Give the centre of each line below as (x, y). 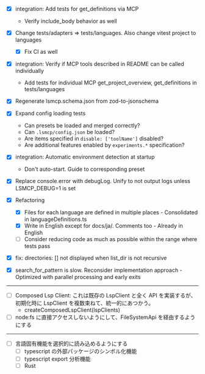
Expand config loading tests (50, 113)
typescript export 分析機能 (57, 359)
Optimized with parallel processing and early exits (78, 277)
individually (30, 71)
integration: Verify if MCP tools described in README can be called (99, 64)
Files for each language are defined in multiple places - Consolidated (111, 212)
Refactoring (30, 200)
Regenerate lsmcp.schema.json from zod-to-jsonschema (87, 101)
